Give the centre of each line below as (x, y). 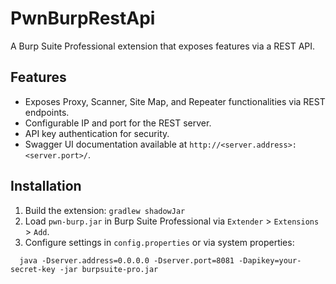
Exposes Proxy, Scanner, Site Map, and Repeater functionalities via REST (175, 101)
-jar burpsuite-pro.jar (109, 269)
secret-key (33, 269)
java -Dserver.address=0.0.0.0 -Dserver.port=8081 (127, 260)
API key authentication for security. (97, 133)
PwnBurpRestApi (83, 18)
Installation (46, 186)
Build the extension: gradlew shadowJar (105, 210)
